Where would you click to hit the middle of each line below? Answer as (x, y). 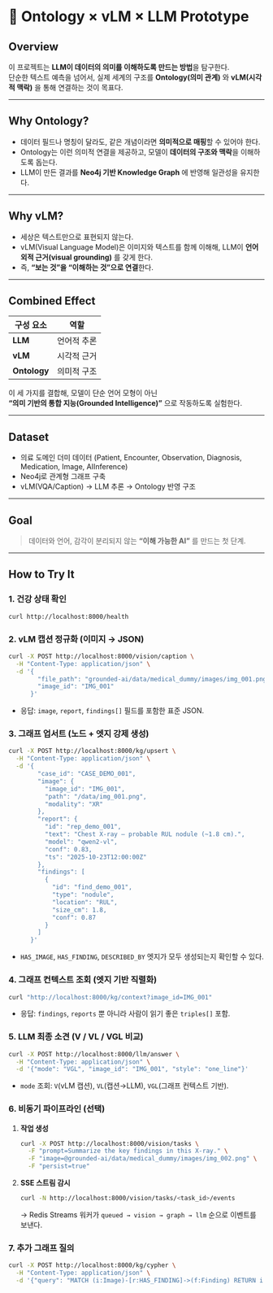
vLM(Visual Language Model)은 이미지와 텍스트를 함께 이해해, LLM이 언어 (139, 246)
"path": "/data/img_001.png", (96, 796)
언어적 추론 (77, 341)
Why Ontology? (49, 121)
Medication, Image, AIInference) (74, 467)
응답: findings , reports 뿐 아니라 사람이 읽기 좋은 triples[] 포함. (125, 1014)
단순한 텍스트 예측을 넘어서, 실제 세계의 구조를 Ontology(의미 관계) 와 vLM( (129, 77)
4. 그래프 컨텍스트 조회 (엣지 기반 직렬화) (82, 980)
